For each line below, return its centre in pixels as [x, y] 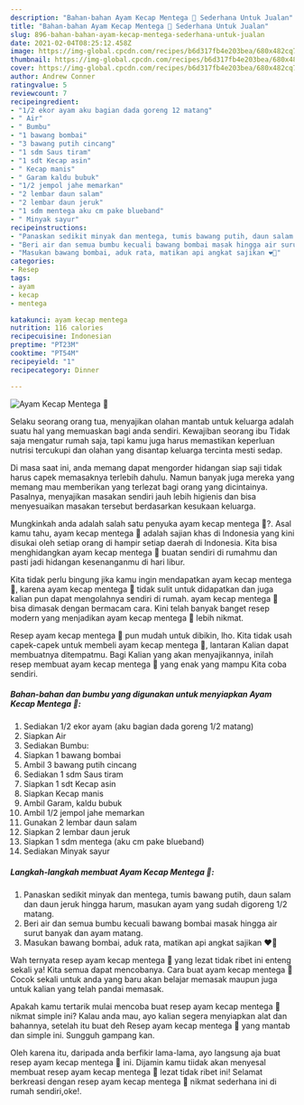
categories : [32, 262]
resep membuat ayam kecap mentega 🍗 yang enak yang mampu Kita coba [148, 664]
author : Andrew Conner [53, 77]
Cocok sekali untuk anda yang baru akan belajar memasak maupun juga [144, 979]
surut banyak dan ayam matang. [83, 933]
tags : [20, 278]
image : [23, 52]
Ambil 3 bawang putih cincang [80, 765]
